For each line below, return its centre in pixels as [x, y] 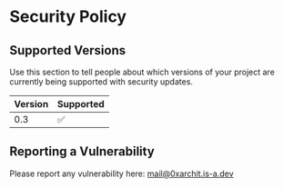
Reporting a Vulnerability [82, 152]
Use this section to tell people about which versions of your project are [142, 72]
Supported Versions [67, 50]
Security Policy [68, 17]
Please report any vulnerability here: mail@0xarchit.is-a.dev [122, 173]
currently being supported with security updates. [101, 82]
